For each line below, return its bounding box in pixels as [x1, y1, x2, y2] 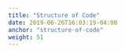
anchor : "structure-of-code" [8, 26, 104, 34]
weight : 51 [8, 33, 44, 41]
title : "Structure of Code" [8, 11, 101, 19]
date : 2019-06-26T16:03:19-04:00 [8, 19, 118, 26]
